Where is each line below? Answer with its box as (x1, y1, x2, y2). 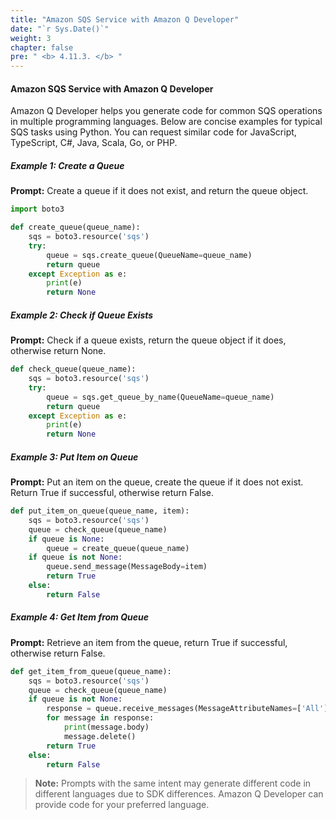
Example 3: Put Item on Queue (10, 451, 139, 463)
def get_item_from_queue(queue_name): (10, 666, 172, 676)
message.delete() (63, 731, 137, 741)
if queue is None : (28, 534, 105, 544)
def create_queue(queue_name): (10, 222, 141, 233)
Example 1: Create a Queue (10, 159, 125, 171)
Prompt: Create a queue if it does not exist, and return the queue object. (10, 185, 309, 197)
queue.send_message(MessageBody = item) (46, 562, 208, 572)
